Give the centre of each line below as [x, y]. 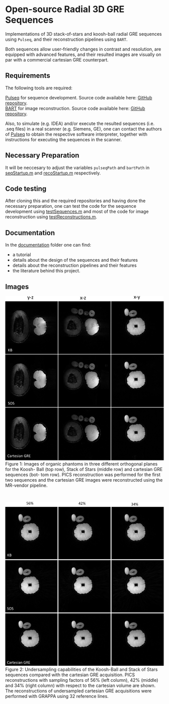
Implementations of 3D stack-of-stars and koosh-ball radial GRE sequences [83, 34]
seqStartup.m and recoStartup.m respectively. [53, 173]
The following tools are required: [39, 88]
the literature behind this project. [46, 271]
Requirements [28, 76]
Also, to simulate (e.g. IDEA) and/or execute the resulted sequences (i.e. [80, 123]
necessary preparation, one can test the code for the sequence [71, 206]
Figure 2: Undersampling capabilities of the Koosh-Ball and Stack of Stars [81, 670]
